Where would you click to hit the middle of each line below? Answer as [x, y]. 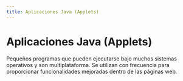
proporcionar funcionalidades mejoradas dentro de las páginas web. [92, 71]
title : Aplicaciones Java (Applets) [53, 12]
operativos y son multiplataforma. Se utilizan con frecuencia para [88, 65]
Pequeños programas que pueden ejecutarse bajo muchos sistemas [92, 59]
